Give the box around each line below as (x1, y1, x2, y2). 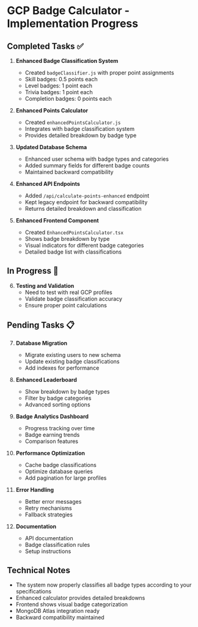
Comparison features (24, 438, 79, 445)
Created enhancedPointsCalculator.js (24, 119, 121, 126)
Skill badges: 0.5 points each (24, 76, 98, 82)
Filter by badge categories (24, 394, 92, 402)
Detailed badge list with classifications (24, 248, 122, 255)
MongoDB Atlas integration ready (15, 607, 100, 615)
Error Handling (15, 486, 54, 493)
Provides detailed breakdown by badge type (24, 132, 137, 139)
